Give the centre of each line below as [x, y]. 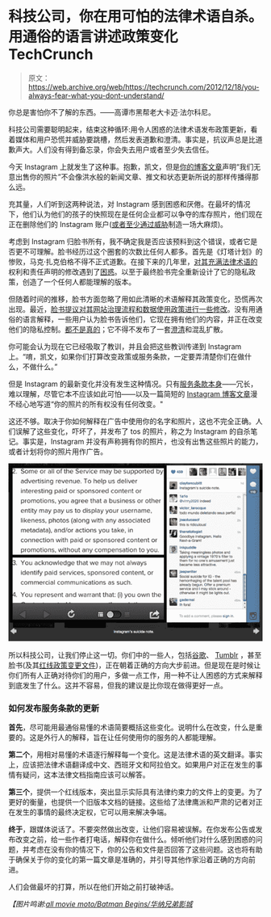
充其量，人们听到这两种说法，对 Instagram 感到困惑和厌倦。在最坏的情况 [129, 204]
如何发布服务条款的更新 [54, 708]
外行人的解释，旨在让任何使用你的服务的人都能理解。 [131, 738]
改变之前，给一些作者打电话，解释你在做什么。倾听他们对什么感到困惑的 [135, 839]
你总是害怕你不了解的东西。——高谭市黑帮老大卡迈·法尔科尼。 [112, 112]
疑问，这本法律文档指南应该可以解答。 [86, 775]
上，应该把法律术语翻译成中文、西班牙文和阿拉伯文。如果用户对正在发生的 [132, 765]
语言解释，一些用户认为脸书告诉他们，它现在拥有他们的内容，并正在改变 [142, 319]
